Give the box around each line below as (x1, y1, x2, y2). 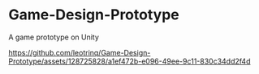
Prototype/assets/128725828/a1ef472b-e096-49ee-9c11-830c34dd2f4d (8, 56, 251, 66)
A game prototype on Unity (8, 32, 100, 42)
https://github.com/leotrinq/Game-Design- (8, 47, 151, 57)
